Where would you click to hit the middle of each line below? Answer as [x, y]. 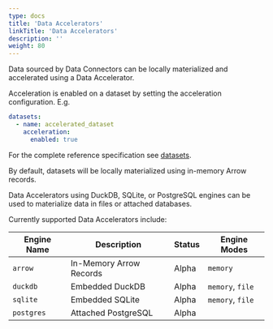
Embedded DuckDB [108, 286]
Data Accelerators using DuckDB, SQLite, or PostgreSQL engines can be [130, 194]
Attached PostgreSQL [112, 313]
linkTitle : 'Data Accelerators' [63, 31]
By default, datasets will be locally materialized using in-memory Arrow [128, 170]
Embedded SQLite [105, 299]
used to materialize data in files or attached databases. [100, 203]
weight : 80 [27, 46]
